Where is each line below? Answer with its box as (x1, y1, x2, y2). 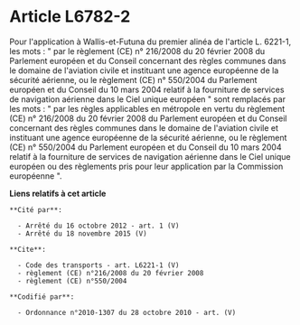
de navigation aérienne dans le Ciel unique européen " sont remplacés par (9, 93, 286, 105)
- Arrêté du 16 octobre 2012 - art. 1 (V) (17, 221, 180, 230)
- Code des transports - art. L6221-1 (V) (17, 260, 180, 270)
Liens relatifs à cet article (9, 188, 107, 199)
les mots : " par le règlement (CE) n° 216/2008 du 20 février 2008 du (9, 45, 266, 56)
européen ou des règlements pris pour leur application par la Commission (9, 161, 284, 172)
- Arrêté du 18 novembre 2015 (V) (17, 228, 147, 238)
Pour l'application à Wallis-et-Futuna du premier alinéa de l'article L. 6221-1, (9, 36, 292, 47)
